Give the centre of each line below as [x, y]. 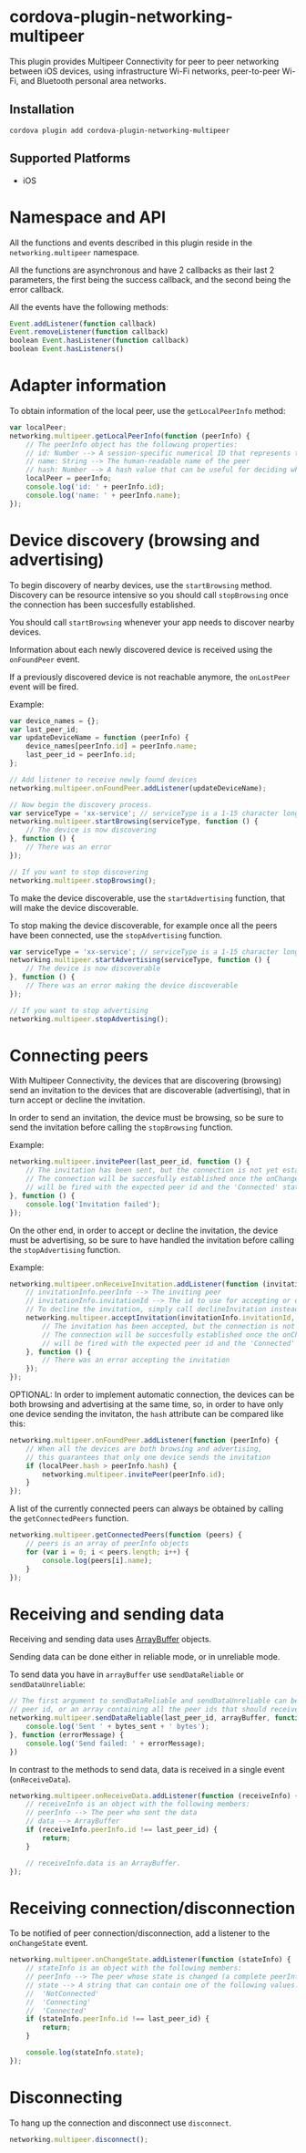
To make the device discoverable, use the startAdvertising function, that [147, 898]
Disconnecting [66, 2097]
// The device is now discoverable [93, 968]
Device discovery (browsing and [135, 540]
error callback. [37, 289]
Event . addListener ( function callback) [83, 324]
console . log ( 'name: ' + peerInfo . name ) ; [103, 495]
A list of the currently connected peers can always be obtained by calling [147, 1509]
